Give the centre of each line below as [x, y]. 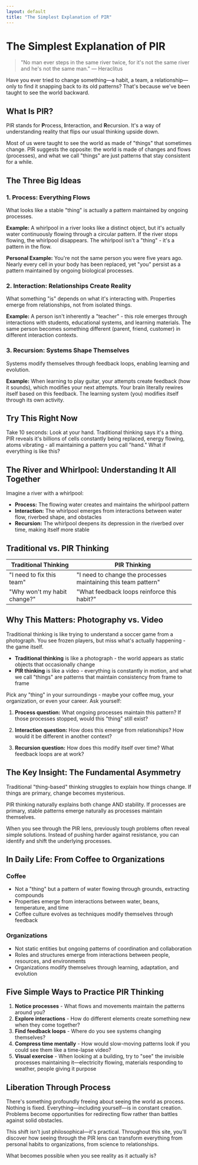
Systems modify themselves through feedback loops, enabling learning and [98, 363]
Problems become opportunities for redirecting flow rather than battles [92, 1114]
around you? [30, 1012]
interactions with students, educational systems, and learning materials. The [99, 322]
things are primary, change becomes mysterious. [66, 793]
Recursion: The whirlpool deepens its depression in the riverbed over [99, 524]
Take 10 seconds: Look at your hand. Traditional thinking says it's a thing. [95, 432]
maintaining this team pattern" [118, 582]
